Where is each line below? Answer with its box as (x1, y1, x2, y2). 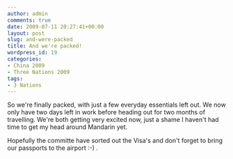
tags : (7, 75, 23, 82)
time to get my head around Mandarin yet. (7, 123, 128, 131)
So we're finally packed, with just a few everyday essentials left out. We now (7, 100, 226, 109)
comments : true (7, 17, 51, 24)
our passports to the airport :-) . (7, 144, 99, 152)
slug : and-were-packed (7, 36, 73, 43)
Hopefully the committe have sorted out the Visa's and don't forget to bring (7, 137, 223, 145)
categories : (7, 56, 42, 63)
